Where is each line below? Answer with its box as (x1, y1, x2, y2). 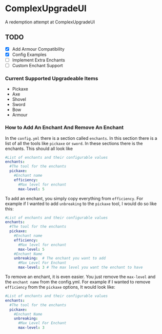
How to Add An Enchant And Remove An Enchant (5, 124, 124, 131)
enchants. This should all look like (5, 146, 73, 151)
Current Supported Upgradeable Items (5, 75, 99, 82)
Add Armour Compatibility (12, 46, 65, 52)
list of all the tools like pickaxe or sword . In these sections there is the (5, 140, 143, 146)
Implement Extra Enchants (12, 57, 65, 63)
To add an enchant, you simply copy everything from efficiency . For (5, 195, 143, 201)
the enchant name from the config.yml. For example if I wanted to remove (5, 279, 150, 285)
